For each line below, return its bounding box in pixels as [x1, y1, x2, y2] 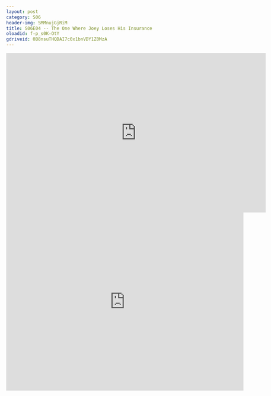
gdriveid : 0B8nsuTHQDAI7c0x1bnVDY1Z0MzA [6, 36, 108, 42]
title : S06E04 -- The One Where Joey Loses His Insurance [6, 25, 152, 31]
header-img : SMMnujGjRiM [6, 20, 68, 26]
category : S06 [6, 14, 42, 20]
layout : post [6, 8, 39, 15]
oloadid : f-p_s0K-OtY [6, 31, 60, 37]
